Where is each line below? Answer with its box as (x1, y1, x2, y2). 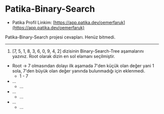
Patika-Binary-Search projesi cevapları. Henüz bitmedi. (5, 34, 116, 40)
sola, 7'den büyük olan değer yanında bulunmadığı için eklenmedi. (12, 68, 145, 74)
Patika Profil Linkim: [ (12, 19, 55, 25)
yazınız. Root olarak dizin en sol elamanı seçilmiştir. (12, 53, 116, 59)
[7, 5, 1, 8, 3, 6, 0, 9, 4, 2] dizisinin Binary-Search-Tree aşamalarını (12, 48, 144, 54)
